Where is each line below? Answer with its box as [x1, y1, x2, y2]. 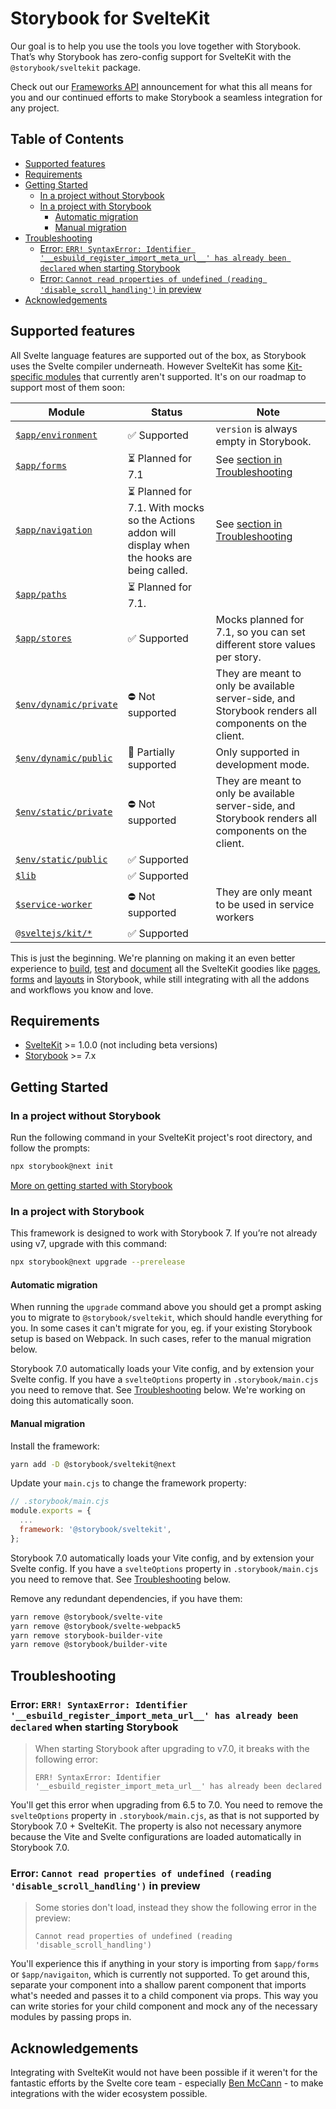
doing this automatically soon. [10, 1395, 134, 1407]
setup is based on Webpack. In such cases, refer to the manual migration [10, 1333, 312, 1345]
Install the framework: [10, 1440, 100, 1452]
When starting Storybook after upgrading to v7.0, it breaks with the [34, 1742, 310, 1754]
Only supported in [215, 745, 300, 759]
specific [10, 370, 44, 382]
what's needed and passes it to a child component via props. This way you [10, 1990, 319, 2002]
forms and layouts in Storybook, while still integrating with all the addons [10, 973, 310, 985]
